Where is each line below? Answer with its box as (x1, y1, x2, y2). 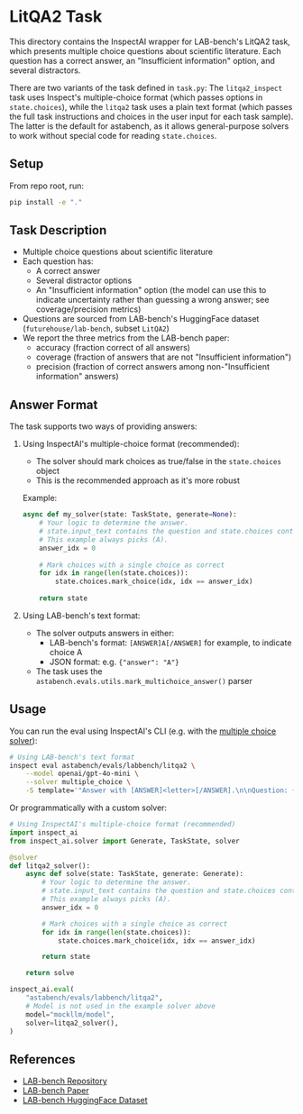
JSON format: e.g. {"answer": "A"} (49, 656, 180, 667)
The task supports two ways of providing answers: (9, 421, 197, 432)
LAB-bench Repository (22, 1075, 108, 1087)
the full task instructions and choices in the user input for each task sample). (9, 111, 294, 122)
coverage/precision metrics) (35, 304, 142, 315)
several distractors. (9, 65, 81, 76)
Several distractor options (35, 275, 133, 286)
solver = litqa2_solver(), (25, 1018, 119, 1027)
